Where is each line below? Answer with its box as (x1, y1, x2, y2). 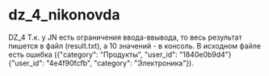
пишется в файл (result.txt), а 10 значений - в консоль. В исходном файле (8, 40, 261, 50)
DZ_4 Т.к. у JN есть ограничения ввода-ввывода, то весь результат (8, 32, 242, 42)
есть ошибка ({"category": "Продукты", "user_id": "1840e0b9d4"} (8, 49, 232, 59)
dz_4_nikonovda (8, 6, 120, 24)
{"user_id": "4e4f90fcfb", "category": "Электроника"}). (8, 58, 194, 68)
